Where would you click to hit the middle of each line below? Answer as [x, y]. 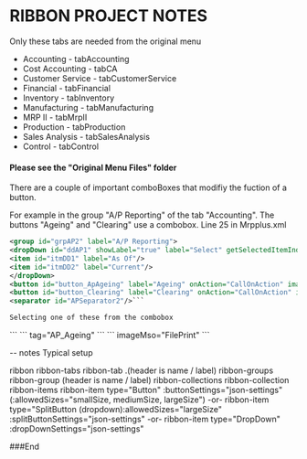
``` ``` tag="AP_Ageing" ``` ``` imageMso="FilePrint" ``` [110, 336]
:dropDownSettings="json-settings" [77, 429]
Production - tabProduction [74, 127]
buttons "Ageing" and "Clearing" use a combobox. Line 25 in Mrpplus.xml [148, 225]
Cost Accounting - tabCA [70, 69]
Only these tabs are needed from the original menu [106, 41]
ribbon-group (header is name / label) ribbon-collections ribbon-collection [149, 380]
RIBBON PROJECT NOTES [109, 16]
